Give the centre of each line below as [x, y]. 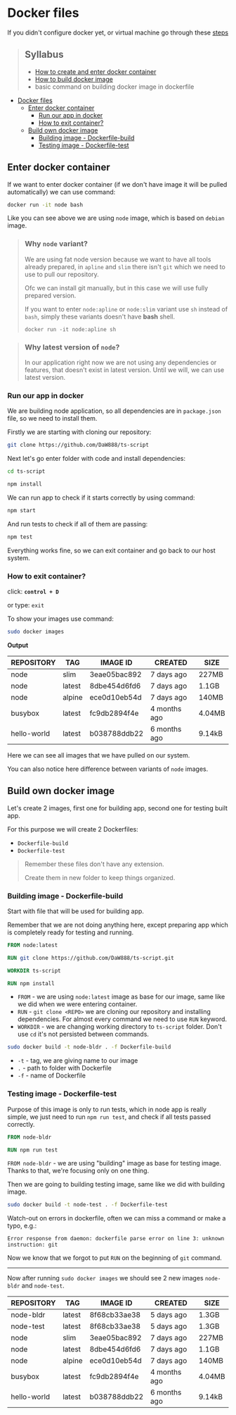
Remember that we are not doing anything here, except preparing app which [118, 925]
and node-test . [43, 1286]
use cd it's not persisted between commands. [83, 1034]
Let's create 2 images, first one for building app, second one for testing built [118, 808]
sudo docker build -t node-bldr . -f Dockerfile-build [89, 1047]
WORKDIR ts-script [34, 970]
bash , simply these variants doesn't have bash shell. [100, 316]
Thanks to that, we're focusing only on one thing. [78, 1170]
